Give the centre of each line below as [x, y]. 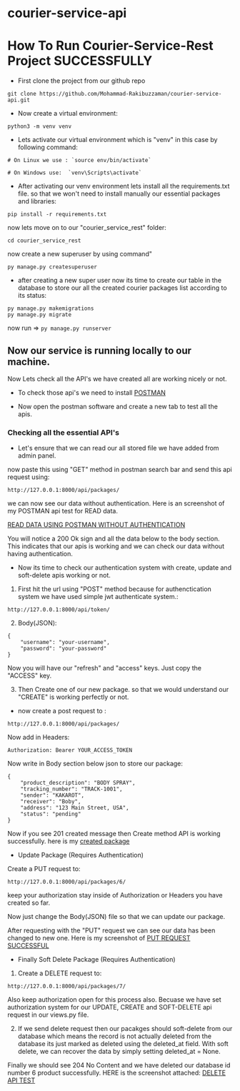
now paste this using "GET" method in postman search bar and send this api [120, 470]
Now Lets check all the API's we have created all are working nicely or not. [117, 378]
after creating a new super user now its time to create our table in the [120, 281]
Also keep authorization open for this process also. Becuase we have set [114, 1000]
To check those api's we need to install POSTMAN [92, 392]
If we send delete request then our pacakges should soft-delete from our [125, 1029]
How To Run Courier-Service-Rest [111, 46]
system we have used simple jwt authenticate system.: [98, 597]
